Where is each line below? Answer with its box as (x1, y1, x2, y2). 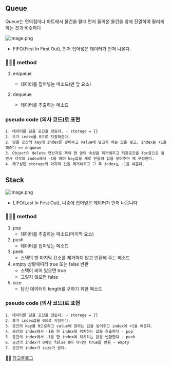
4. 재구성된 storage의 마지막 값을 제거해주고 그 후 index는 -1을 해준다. (5, 162, 145, 167)
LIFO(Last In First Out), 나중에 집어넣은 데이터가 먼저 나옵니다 (12, 200, 138, 206)
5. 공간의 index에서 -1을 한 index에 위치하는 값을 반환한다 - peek (5, 334, 136, 339)
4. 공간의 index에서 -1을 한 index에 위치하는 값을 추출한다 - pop (5, 329, 133, 334)
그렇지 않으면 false (20, 274, 59, 280)
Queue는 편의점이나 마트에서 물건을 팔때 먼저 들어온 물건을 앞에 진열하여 (5, 18, 151, 25)
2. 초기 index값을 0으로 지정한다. (5, 318, 71, 323)
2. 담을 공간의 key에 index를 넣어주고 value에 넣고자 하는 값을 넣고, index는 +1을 (5, 140, 167, 145)
